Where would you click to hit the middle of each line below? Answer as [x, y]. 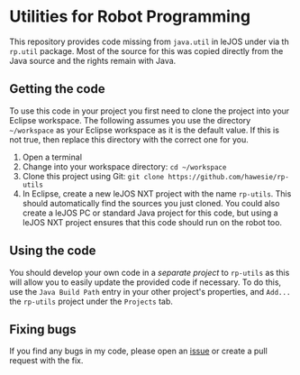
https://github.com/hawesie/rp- [229, 177]
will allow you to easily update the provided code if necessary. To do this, [145, 282]
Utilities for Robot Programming [130, 17]
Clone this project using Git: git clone [93, 176]
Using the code [53, 251]
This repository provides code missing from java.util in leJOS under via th [150, 41]
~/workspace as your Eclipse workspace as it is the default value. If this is [144, 130]
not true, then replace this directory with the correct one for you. [129, 139]
